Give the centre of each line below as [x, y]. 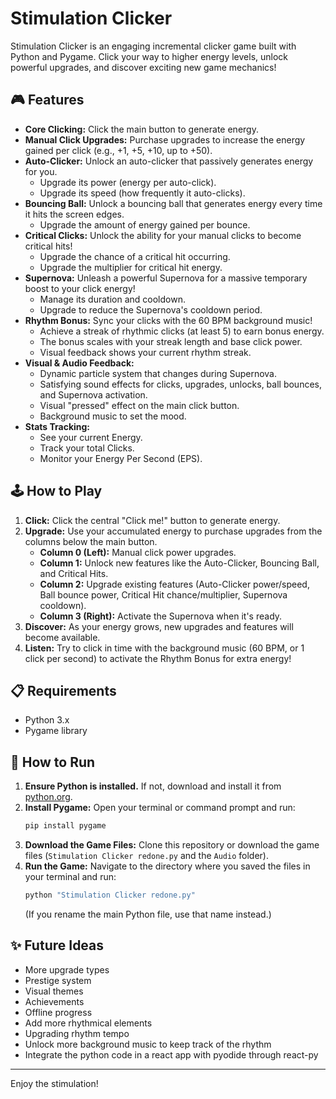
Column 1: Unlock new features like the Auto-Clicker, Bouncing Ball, [179, 563]
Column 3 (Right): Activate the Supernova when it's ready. [161, 616]
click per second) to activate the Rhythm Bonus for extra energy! [158, 658]
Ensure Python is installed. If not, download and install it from [153, 786]
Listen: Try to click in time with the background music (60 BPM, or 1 [164, 648]
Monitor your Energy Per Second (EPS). [121, 458]
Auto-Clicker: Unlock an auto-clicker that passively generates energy [169, 161]
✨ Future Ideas [57, 945]
